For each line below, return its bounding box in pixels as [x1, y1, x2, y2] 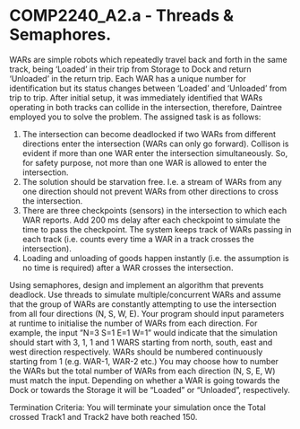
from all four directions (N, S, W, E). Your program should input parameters [9, 308, 285, 319]
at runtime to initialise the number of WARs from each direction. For [9, 318, 258, 328]
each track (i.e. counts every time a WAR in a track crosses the [21, 233, 255, 244]
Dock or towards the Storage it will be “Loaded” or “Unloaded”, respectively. [9, 384, 291, 395]
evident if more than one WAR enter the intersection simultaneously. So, [21, 147, 288, 158]
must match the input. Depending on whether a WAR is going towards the [9, 374, 280, 386]
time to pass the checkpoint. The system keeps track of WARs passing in [21, 223, 292, 234]
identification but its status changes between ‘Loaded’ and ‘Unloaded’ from [9, 83, 287, 93]
